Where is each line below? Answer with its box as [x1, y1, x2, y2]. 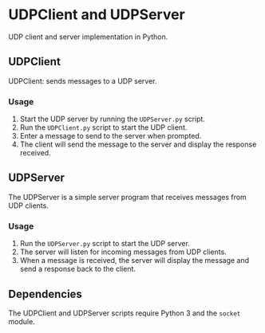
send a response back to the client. [19, 264, 136, 274]
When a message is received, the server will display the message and [19, 256, 250, 265]
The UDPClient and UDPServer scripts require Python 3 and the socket [8, 308, 241, 318]
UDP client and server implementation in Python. [8, 32, 168, 41]
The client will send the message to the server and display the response [19, 139, 257, 149]
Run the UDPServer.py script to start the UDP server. [19, 239, 190, 249]
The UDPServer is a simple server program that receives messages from [8, 192, 247, 202]
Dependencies [8, 287, 82, 300]
